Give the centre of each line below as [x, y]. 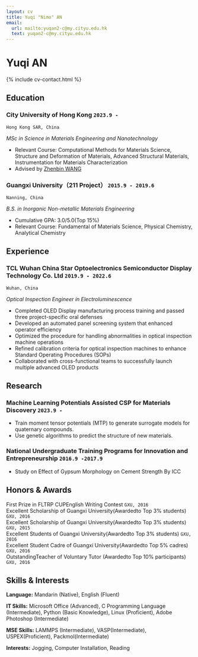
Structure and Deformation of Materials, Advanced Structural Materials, [102, 156]
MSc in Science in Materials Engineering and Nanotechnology [82, 138]
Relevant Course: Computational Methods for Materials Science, [93, 149]
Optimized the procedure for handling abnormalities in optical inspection [103, 336]
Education [25, 98]
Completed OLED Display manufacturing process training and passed [100, 310]
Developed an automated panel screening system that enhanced [94, 323]
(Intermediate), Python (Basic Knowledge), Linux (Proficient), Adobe [89, 613]
